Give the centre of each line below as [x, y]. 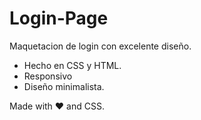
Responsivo [48, 76]
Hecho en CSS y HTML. [72, 65]
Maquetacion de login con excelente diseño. [100, 46]
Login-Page [59, 18]
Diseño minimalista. [64, 86]
